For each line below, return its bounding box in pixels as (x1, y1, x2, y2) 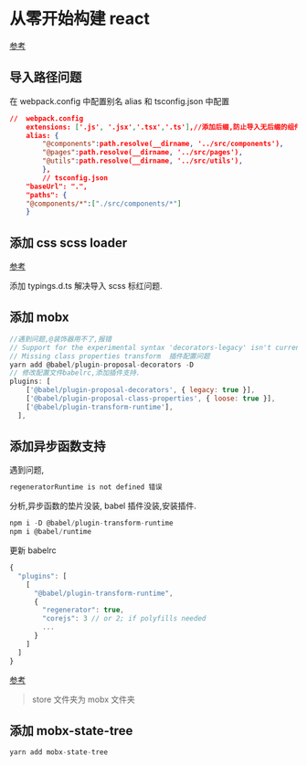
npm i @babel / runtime (9, 527, 92, 537)
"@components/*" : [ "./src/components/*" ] (26, 198, 182, 208)
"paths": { (26, 190, 68, 199)
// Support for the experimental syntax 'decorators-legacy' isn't (9, 343, 272, 352)
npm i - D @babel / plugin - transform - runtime (9, 518, 174, 528)
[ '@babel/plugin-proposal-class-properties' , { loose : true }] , (26, 394, 276, 403)
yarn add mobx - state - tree (9, 748, 108, 757)
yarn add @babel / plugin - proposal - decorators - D (9, 360, 195, 369)
